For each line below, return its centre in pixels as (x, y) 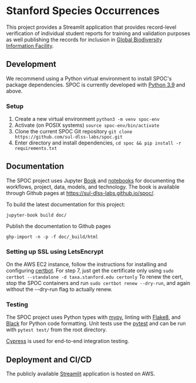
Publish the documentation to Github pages (59, 226)
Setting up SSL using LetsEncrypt (55, 251)
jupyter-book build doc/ (36, 215)
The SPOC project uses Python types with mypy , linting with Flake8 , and (93, 317)
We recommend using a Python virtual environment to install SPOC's (89, 78)
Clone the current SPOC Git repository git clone (73, 132)
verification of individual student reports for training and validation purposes (98, 33)
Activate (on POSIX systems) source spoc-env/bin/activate (87, 125)
